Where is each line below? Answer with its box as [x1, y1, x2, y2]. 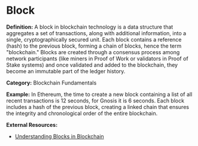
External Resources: [6, 121, 58, 128]
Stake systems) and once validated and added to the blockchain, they [6, 61, 178, 69]
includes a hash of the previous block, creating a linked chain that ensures [6, 103, 190, 110]
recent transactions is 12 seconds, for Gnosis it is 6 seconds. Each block [6, 97, 184, 104]
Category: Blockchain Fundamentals [6, 79, 97, 86]
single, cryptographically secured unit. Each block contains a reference [6, 36, 182, 43]
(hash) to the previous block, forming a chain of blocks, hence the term [6, 42, 182, 49]
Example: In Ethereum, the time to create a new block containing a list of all [6, 91, 193, 98]
